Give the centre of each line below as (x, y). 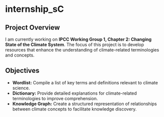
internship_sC (35, 9)
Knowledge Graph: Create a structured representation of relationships (84, 104)
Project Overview (33, 28)
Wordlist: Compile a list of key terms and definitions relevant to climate (85, 82)
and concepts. (20, 55)
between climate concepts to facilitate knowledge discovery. (74, 109)
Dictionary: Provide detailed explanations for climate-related (75, 93)
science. (21, 88)
